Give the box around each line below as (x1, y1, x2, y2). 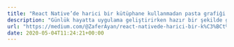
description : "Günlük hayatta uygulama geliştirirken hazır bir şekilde (7, 17, 223, 23)
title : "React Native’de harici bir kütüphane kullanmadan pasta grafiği (7, 10, 226, 17)
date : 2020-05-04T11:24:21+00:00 (7, 29, 104, 37)
